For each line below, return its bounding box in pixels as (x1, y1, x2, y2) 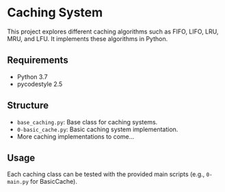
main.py (7, 179, 29, 186)
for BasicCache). (30, 178, 77, 186)
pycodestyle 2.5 (16, 80, 63, 88)
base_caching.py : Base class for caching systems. (16, 118, 158, 126)
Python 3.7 (16, 72, 48, 81)
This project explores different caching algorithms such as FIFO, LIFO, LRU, (7, 27, 219, 36)
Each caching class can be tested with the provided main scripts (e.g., (7, 170, 205, 178)
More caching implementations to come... (16, 132, 135, 141)
